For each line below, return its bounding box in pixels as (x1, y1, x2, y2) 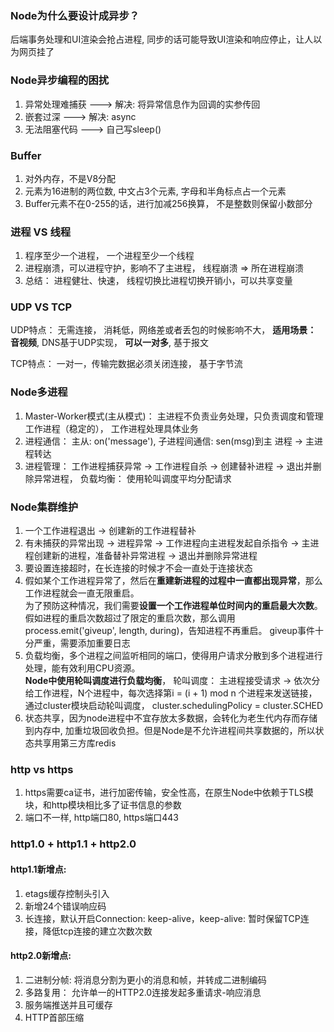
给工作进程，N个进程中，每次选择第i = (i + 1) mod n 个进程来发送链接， (24, 687, 318, 699)
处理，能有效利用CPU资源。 (24, 662, 141, 674)
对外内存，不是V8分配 (24, 172, 117, 184)
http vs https (10, 763, 74, 776)
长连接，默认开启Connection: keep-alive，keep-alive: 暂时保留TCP (24, 912, 301, 924)
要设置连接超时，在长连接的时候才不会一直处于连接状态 (24, 562, 253, 574)
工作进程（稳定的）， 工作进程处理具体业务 (24, 422, 199, 434)
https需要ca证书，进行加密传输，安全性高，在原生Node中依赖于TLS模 (24, 787, 314, 799)
